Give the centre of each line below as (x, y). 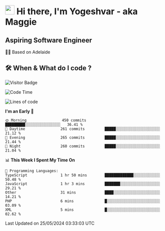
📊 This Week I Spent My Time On (40, 160)
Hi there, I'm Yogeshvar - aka (77, 12)
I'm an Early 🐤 (20, 111)
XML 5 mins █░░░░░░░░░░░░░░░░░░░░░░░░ (83, 210)
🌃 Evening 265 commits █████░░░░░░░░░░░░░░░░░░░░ (83, 137)
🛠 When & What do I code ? (48, 68)
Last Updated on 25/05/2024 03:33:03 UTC (50, 223)
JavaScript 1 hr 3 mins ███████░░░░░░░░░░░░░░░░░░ (83, 184)
